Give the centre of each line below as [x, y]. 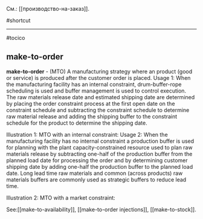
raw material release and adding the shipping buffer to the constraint [92, 116]
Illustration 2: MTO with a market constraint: [61, 198]
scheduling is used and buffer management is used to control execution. [96, 91]
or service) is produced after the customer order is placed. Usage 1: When [98, 77]
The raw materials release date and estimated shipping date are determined [101, 97]
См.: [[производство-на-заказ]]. [48, 9]
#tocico [16, 38]
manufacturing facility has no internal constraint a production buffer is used [100, 141]
